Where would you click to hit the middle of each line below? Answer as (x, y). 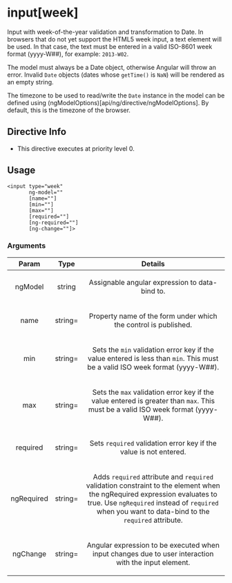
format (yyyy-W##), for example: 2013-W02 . (68, 54)
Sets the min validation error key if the (153, 349)
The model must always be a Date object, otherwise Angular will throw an (112, 67)
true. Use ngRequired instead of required (153, 503)
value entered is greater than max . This (153, 400)
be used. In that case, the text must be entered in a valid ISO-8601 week (110, 46)
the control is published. (153, 324)
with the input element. (153, 562)
